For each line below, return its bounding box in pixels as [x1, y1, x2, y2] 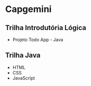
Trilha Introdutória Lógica [5, 23, 86, 32]
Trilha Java [5, 51, 41, 59]
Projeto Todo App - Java [12, 36, 64, 42]
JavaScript [12, 75, 35, 81]
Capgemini [5, 3, 52, 15]
